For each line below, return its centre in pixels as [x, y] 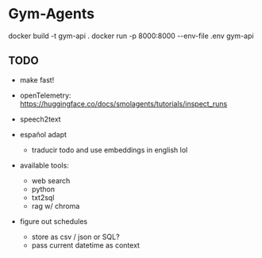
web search [51, 180]
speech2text [40, 119]
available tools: [44, 165]
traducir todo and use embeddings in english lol [110, 150]
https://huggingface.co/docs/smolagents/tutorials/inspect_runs [123, 103]
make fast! [37, 79]
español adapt [43, 134]
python [43, 189]
